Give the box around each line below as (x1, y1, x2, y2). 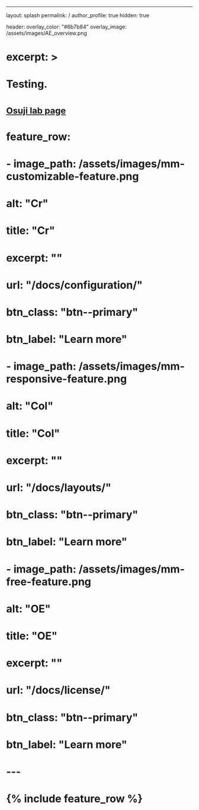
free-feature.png (6, 575, 92, 588)
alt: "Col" (6, 399, 53, 413)
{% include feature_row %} (6, 792, 143, 806)
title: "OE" (6, 629, 57, 643)
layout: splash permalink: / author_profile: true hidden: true (6, 12, 150, 18)
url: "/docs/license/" (6, 684, 111, 697)
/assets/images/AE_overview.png (6, 30, 87, 36)
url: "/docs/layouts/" (6, 481, 111, 494)
